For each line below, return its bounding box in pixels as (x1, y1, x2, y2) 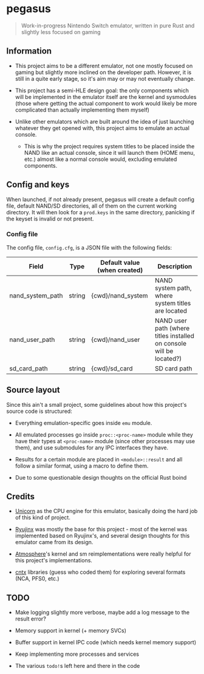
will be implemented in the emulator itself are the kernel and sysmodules (15, 93, 197, 100)
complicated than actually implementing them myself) (15, 106, 150, 114)
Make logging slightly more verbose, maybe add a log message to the (15, 609, 190, 616)
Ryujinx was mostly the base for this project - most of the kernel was (15, 526, 188, 533)
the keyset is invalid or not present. (6, 215, 94, 222)
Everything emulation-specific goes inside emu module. (15, 419, 152, 426)
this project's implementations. (15, 557, 93, 564)
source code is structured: (6, 407, 73, 415)
